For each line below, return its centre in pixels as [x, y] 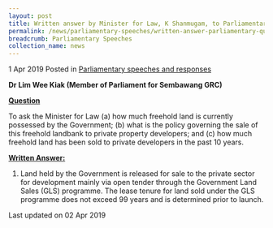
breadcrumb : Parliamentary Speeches [70, 39]
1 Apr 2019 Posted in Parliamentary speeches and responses [110, 69]
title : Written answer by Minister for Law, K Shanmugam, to [114, 24]
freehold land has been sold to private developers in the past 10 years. [126, 142]
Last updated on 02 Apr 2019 [57, 215]
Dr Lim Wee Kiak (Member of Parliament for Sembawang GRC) [115, 85]
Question [24, 101]
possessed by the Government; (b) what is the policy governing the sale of [133, 125]
